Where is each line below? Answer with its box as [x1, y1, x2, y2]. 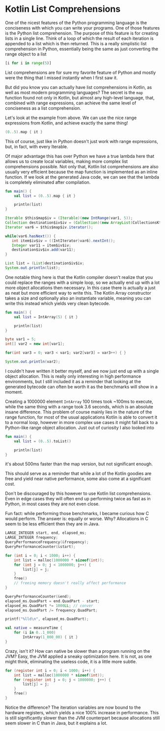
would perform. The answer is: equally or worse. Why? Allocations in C [5, 516, 149, 522]
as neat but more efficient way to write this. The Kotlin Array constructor [5, 290, 151, 296]
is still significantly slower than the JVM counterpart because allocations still [5, 715, 160, 721]
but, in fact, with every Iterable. [5, 144, 68, 150]
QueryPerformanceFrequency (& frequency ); [5, 540, 89, 545]
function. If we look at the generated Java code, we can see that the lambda [5, 174, 160, 180]
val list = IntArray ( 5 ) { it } [14, 314, 78, 319]
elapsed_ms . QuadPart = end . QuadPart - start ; [5, 599, 100, 604]
